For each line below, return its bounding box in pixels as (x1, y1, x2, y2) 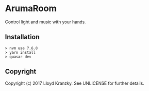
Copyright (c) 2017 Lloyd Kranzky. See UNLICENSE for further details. (5, 80, 145, 86)
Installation (5, 33, 40, 41)
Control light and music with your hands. (5, 19, 86, 25)
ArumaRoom (5, 3, 57, 14)
